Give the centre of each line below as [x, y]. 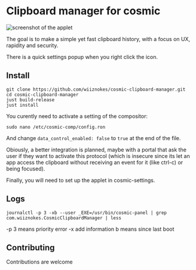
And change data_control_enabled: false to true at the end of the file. [94, 138]
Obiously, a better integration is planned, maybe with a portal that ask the [97, 150]
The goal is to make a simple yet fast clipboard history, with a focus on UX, [98, 39]
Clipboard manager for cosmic [83, 11]
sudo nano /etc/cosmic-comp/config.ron [56, 127]
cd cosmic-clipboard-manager [42, 94]
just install [22, 105]
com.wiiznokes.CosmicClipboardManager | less [64, 218]
